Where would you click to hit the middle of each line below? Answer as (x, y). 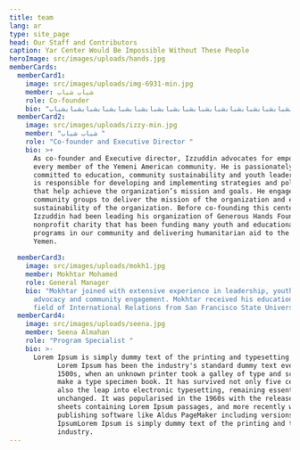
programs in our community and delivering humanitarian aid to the (161, 233)
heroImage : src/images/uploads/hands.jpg (87, 59)
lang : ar (25, 26)
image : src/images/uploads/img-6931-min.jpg (109, 84)
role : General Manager (67, 282)
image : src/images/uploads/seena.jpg (96, 324)
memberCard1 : (42, 76)
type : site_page (39, 34)
